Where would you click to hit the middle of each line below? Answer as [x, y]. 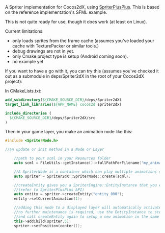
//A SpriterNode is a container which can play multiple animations [85, 172]
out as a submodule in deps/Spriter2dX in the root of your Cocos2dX [75, 76]
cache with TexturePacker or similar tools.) [55, 46]
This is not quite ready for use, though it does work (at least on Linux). [76, 22]
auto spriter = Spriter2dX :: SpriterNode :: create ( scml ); [72, 176]
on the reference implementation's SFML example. [56, 12]
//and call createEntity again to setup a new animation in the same [87, 217]
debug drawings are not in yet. [43, 51]
